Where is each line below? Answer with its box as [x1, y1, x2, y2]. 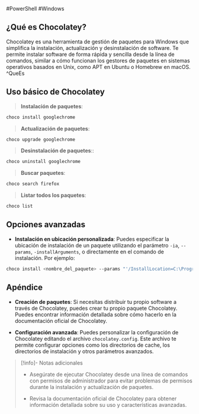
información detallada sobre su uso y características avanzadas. [29, 401, 187, 408]
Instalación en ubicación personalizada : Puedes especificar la [14, 235, 169, 243]
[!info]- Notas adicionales [20, 359, 83, 366]
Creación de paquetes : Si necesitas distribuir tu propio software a [14, 298, 176, 305]
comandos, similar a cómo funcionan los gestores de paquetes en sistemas [6, 57, 191, 64]
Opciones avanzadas [6, 219, 86, 230]
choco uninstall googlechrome [6, 159, 81, 165]
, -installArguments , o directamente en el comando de [30, 248, 164, 255]
